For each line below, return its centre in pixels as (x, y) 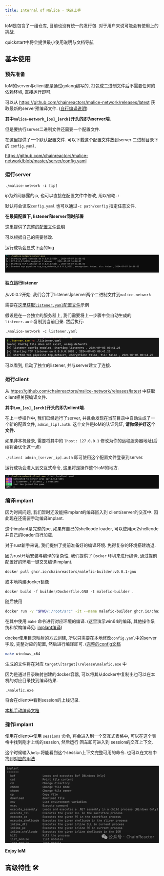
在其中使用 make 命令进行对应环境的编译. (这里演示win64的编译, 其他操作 (78, 621)
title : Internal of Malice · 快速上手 (43, 10)
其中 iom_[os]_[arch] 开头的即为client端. (45, 408)
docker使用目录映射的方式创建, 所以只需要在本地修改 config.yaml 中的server (81, 638)
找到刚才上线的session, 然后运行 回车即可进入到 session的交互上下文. (83, 742)
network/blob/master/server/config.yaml (46, 161)
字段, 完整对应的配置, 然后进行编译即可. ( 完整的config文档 (63, 644)
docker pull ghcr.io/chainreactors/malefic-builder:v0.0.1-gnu (71, 572)
